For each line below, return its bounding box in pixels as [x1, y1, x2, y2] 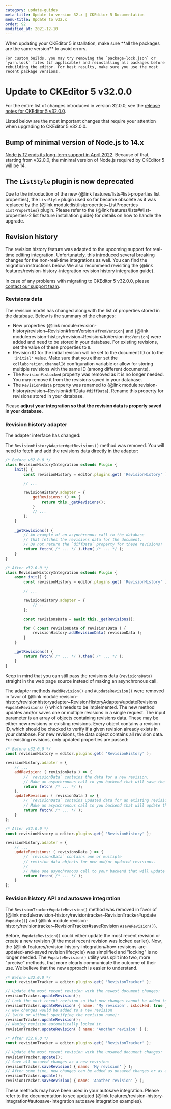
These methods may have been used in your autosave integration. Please [5, 1088, 159, 1094]
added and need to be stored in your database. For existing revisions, [12, 339, 159, 345]
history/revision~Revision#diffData [12, 387, 85, 394]
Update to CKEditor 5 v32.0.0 [5, 86, 132, 97]
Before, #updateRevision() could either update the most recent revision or [5, 932, 160, 938]
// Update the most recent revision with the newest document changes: [5, 989, 160, 994]
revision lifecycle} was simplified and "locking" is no [48, 949, 158, 955]
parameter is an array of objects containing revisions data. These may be [5, 715, 159, 721]
